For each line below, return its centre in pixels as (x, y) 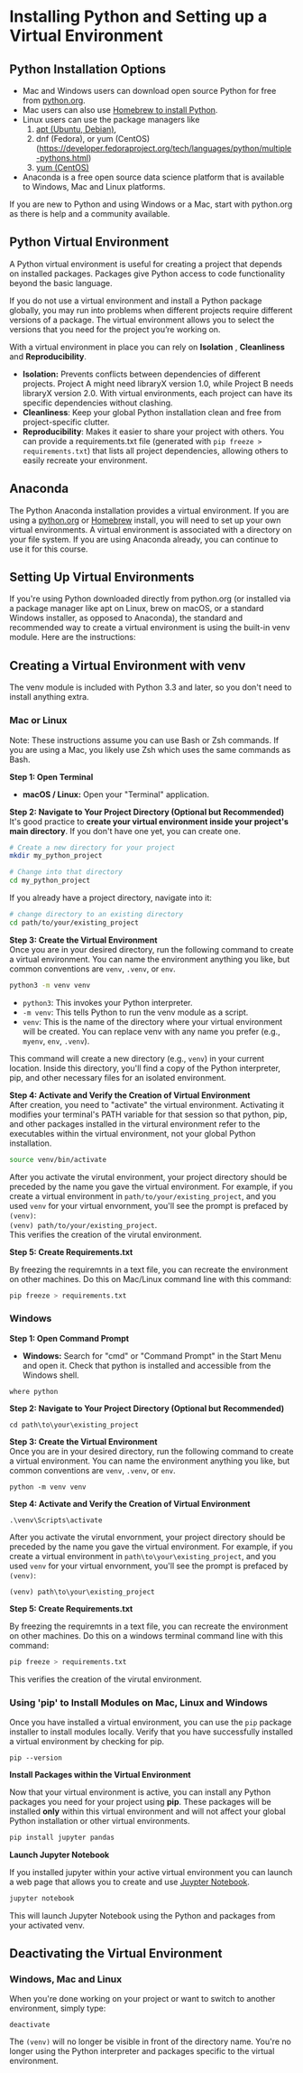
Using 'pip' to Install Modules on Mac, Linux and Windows (138, 1702)
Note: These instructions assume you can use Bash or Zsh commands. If (144, 740)
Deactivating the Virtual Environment (116, 1953)
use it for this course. (49, 549)
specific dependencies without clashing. (97, 403)
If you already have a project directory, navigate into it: (110, 898)
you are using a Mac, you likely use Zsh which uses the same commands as (150, 749)
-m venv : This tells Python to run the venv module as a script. (135, 1012)
